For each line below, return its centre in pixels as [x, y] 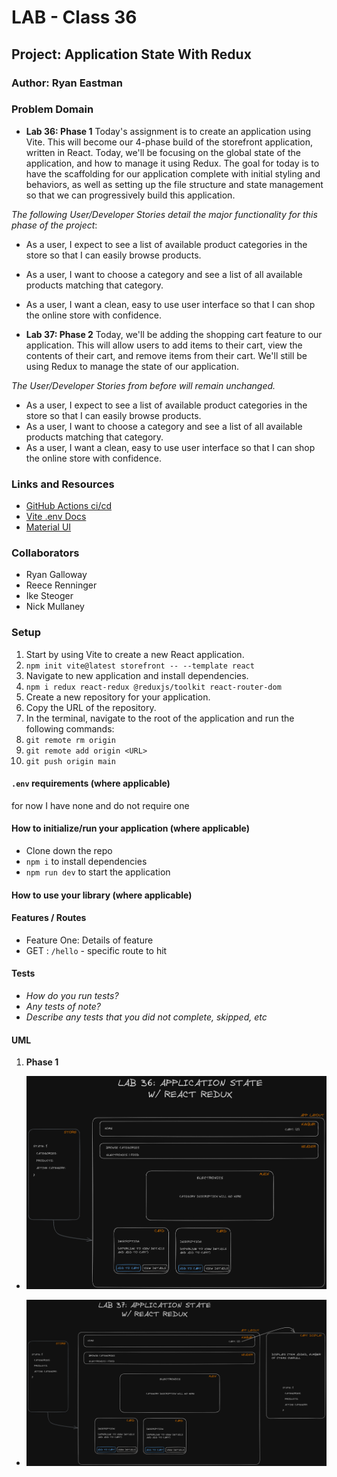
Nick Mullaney [55, 607]
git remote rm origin [70, 740]
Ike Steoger [49, 596]
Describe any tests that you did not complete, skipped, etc [146, 1017]
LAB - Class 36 [74, 17]
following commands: [70, 728]
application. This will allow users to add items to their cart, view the [164, 345]
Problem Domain [52, 109]
